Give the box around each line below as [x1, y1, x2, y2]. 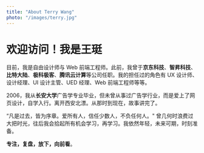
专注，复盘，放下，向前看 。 [6, 140, 76, 148]
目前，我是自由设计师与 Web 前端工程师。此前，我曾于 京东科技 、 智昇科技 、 [6, 64, 196, 71]
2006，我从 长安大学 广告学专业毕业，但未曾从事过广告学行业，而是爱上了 [6, 92, 190, 99]
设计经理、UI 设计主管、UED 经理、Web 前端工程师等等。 [6, 79, 151, 86]
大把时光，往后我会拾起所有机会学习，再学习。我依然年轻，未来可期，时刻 [6, 120, 192, 127]
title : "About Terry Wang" [6, 8, 75, 15]
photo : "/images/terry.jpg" [6, 15, 78, 21]
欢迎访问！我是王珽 [6, 42, 103, 56]
